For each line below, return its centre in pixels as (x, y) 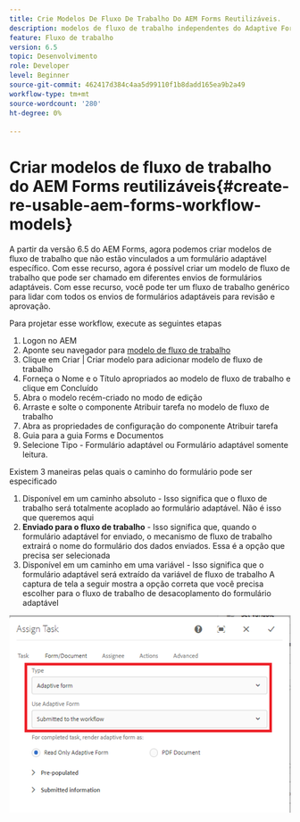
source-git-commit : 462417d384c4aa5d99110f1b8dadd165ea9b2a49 (127, 85)
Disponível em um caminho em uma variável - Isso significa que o (143, 565)
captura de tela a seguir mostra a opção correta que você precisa (143, 584)
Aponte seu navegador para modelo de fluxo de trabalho (126, 350)
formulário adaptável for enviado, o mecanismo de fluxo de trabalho (147, 536)
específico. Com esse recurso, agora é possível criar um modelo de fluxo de (150, 269)
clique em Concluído (60, 388)
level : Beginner (39, 76)
